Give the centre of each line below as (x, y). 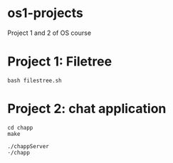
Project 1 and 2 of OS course (49, 33)
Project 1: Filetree (60, 62)
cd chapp (20, 127)
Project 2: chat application (87, 109)
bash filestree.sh (35, 80)
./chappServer (28, 146)
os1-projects (46, 13)
